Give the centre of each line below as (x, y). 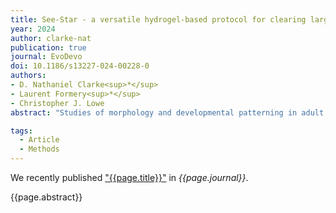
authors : (28, 76)
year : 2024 (33, 29)
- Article (39, 140)
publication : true (48, 47)
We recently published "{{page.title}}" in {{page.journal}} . (129, 177)
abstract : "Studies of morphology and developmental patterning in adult (167, 112)
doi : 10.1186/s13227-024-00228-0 (80, 66)
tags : (21, 131)
